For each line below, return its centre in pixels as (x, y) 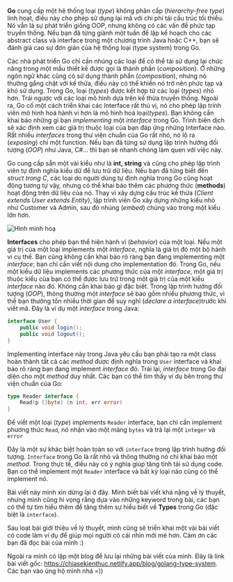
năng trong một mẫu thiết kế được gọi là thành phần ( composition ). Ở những (116, 68)
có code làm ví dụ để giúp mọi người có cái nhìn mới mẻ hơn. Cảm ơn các (112, 535)
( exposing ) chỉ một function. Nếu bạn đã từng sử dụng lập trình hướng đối (113, 142)
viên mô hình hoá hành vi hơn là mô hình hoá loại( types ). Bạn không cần (111, 113)
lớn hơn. (19, 215)
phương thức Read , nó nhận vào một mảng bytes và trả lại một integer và (111, 430)
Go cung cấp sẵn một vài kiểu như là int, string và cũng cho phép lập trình (114, 163)
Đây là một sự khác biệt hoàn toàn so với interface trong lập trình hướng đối (116, 449)
